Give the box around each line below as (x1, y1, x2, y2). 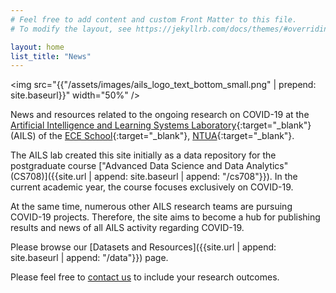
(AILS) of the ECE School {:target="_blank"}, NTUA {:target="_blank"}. (10, 130, 295, 142)
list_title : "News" (10, 51, 92, 61)
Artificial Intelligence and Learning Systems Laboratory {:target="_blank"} (10, 119, 312, 131)
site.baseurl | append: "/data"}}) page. (10, 252, 169, 264)
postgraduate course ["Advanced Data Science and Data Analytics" (10, 160, 289, 172)
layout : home (10, 42, 65, 52)
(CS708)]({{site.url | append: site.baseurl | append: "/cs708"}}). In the (10, 171, 298, 183)
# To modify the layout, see (10, 24, 132, 34)
